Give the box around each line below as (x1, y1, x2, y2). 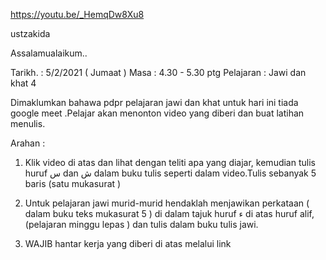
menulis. (10, 118, 46, 129)
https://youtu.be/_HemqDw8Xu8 (10, 9, 145, 20)
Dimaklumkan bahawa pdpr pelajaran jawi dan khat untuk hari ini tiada (10, 97, 299, 108)
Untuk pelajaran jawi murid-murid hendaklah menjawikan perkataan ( (24, 197, 310, 209)
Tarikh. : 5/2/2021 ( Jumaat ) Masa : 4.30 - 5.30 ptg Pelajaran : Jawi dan (10, 67, 307, 78)
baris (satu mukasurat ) (24, 178, 122, 189)
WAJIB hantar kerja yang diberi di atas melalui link (24, 238, 232, 249)
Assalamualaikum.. (10, 47, 88, 59)
